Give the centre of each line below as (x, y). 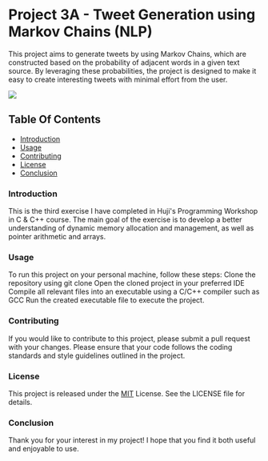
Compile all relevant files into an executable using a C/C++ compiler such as (134, 292)
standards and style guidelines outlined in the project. (97, 355)
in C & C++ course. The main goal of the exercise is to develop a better (125, 220)
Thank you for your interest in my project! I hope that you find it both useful (132, 440)
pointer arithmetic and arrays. (57, 237)
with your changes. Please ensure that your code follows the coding (120, 347)
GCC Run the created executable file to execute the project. (106, 300)
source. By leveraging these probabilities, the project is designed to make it (132, 70)
